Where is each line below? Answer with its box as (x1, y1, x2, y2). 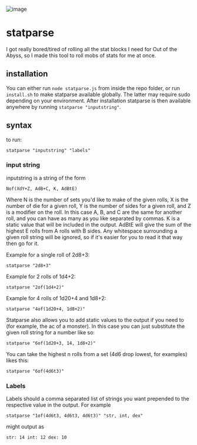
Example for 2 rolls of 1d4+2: (6, 273, 76, 280)
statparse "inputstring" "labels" (6, 147, 91, 153)
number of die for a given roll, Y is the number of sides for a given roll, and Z (6, 202, 191, 209)
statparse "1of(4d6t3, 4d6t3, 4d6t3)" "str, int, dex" (6, 413, 143, 419)
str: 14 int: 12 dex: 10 (6, 434, 67, 441)
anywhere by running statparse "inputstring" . (6, 103, 121, 110)
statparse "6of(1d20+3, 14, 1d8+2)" (6, 340, 96, 346)
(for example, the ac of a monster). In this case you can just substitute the (6, 323, 185, 330)
